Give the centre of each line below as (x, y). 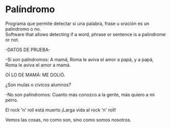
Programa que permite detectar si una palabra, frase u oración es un (77, 23)
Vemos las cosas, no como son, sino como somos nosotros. (68, 120)
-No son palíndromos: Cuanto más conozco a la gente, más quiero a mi (80, 94)
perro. (12, 100)
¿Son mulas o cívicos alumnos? (38, 85)
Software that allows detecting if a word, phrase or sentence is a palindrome (86, 34)
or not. (12, 40)
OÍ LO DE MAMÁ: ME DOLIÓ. (35, 74)
